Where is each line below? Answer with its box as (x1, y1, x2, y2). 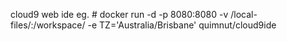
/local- (230, 9, 258, 20)
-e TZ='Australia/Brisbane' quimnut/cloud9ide (87, 19, 277, 31)
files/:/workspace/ (10, 19, 86, 31)
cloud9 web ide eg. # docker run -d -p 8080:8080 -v (10, 9, 229, 20)
